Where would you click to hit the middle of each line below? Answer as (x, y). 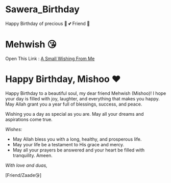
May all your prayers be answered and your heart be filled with (79, 150)
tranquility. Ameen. (32, 155)
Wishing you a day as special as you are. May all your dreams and (75, 114)
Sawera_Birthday (43, 9)
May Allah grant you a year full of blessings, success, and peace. (74, 104)
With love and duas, (26, 165)
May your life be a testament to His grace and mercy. (68, 144)
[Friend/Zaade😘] (23, 175)
